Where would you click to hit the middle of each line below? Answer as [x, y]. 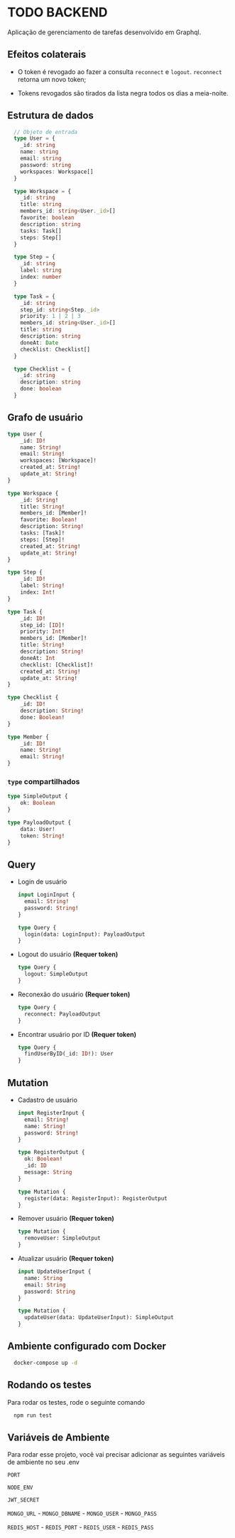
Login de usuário [42, 882]
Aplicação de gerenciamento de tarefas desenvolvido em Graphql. [104, 32]
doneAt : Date [39, 343]
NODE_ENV [20, 1488]
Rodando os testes [50, 1385]
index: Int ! [38, 592]
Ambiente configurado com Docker [87, 1347]
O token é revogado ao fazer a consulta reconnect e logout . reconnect [120, 71]
